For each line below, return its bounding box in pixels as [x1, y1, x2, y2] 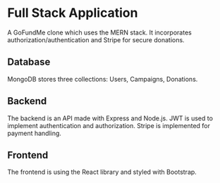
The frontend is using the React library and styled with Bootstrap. [7, 168, 197, 177]
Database [7, 56, 51, 68]
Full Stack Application [7, 5, 138, 21]
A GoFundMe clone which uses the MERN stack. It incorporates [7, 28, 192, 37]
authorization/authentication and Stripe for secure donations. [7, 35, 185, 44]
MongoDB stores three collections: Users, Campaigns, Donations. [7, 75, 198, 83]
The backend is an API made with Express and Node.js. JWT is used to [7, 114, 214, 122]
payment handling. [7, 129, 62, 137]
